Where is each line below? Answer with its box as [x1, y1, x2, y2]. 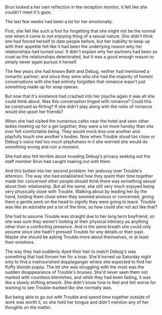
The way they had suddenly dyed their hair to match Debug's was [5, 249, 136, 254]
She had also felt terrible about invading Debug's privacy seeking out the [5, 153, 151, 159]
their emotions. [5, 239, 35, 245]
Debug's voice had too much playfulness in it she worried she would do [5, 139, 148, 145]
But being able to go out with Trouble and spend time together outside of [5, 294, 150, 300]
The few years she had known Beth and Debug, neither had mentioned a [5, 68, 150, 74]
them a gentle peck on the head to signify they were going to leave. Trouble [5, 199, 156, 204]
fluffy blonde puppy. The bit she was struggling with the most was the [5, 264, 145, 270]
